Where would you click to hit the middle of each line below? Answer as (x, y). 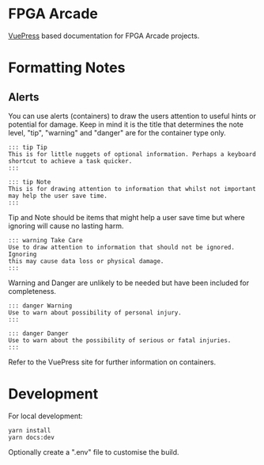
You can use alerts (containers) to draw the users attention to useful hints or (132, 116)
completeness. (32, 291)
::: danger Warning (40, 306)
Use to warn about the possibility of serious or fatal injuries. (120, 340)
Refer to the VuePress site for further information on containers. (112, 362)
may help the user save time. (58, 196)
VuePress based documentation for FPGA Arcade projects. (104, 36)
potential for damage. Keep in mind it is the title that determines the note (126, 124)
